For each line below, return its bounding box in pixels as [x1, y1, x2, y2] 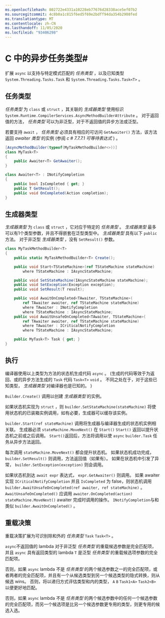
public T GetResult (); [14, 186, 60, 191]
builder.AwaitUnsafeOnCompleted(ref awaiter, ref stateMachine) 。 [5, 484, 145, 490]
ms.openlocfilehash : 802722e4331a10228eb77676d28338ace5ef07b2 [5, 7, 137, 12]
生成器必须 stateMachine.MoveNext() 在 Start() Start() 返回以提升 [19, 426, 154, 432]
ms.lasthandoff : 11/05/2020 [5, 26, 63, 31]
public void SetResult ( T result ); [14, 287, 84, 292]
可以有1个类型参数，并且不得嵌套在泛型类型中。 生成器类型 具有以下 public [5, 230, 157, 236]
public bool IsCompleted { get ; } [14, 181, 84, 186]
